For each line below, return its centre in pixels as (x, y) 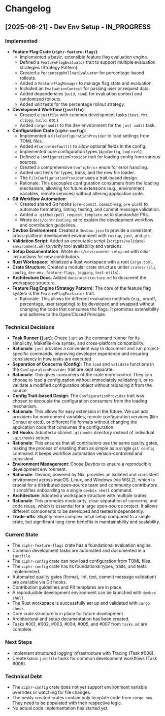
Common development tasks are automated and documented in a (79, 551)
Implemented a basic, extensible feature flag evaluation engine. (84, 57)
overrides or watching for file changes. (51, 692)
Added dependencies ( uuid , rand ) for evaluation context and (81, 93)
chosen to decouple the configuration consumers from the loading (80, 401)
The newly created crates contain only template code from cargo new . (83, 698)
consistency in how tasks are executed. (52, 359)
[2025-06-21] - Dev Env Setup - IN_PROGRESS (78, 27)
